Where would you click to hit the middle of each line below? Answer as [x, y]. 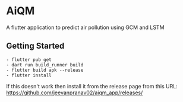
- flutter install [29, 75]
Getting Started [35, 46]
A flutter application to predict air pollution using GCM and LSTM [85, 27]
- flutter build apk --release [45, 70]
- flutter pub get [29, 60]
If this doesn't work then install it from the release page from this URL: [92, 86]
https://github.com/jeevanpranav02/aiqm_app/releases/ [75, 93]
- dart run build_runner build [45, 65]
